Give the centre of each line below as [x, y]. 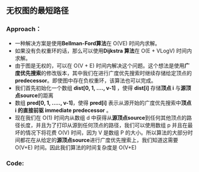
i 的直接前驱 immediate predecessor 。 [63, 110]
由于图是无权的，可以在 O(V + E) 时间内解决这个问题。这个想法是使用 [99, 65]
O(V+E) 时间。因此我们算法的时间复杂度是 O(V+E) [75, 147]
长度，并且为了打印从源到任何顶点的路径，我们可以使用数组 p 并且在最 [106, 125]
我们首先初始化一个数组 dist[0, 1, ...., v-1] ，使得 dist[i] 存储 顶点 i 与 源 [100, 87]
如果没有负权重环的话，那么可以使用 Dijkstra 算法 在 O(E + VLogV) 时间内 [103, 51]
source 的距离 [37, 95]
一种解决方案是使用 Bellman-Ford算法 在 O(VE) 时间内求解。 [87, 43]
